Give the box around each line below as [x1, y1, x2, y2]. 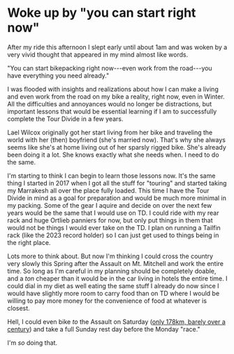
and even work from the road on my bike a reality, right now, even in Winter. [7, 92, 225, 101]
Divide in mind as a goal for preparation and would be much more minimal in [7, 194, 227, 202]
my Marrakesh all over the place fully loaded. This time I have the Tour [7, 186, 210, 194]
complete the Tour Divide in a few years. [7, 114, 124, 123]
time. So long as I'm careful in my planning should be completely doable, [7, 267, 217, 275]
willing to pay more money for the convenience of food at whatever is [7, 296, 207, 305]
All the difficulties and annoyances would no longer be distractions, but [7, 99, 212, 108]
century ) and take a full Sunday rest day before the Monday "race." [7, 325, 200, 333]
